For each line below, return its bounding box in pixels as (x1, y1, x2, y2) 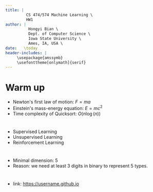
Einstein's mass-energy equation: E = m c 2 (12, 104, 103, 111)
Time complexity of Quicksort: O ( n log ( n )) (12, 111, 101, 117)
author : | (5, 22, 27, 27)
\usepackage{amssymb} (16, 55, 63, 60)
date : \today (5, 46, 38, 51)
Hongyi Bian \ (28, 27, 59, 32)
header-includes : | (5, 50, 47, 55)
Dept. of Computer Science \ (28, 31, 91, 36)
